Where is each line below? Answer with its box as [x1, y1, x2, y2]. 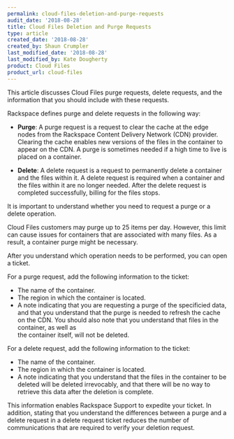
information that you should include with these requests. [7, 95, 170, 104]
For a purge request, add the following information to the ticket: [7, 272, 190, 281]
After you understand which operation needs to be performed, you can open [7, 251, 228, 260]
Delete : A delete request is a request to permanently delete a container [17, 166, 222, 174]
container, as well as [17, 323, 77, 331]
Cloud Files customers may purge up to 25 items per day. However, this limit [7, 223, 226, 231]
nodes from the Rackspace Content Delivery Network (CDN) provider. [17, 130, 219, 139]
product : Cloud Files [7, 62, 71, 69]
